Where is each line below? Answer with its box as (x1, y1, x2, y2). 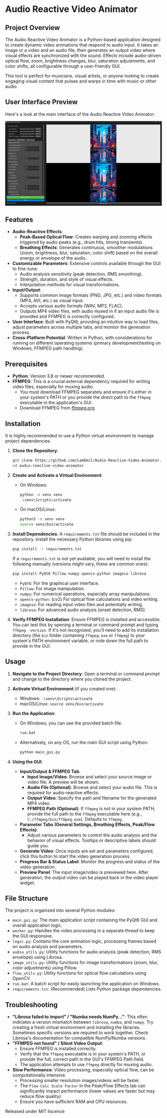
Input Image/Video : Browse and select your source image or (27, 773, 152, 779)
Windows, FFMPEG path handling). (12, 346, 84, 352)
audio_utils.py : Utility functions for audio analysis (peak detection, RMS (12, 949, 162, 955)
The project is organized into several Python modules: (5, 907, 116, 913)
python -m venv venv (19, 492, 63, 497)
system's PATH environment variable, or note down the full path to (12, 638, 148, 644)
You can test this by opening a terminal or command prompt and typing (12, 622, 159, 628)
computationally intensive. (12, 1072, 67, 1078)
